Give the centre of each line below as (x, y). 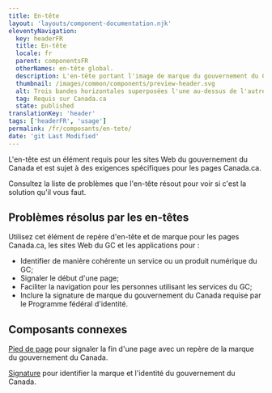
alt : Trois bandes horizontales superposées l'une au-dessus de (126, 91)
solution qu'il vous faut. (47, 192)
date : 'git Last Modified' (54, 136)
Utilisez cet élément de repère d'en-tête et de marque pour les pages (124, 237)
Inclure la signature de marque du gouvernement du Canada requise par (140, 295)
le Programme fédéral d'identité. (74, 304)
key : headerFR (39, 38)
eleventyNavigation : (43, 31)
